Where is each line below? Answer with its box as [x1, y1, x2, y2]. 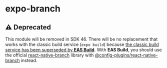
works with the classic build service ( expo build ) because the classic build [5, 41, 159, 47]
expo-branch [5, 3, 61, 14]
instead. [20, 57, 37, 63]
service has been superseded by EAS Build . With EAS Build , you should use [5, 47, 162, 52]
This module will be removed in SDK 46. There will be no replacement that [5, 36, 158, 42]
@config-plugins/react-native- [94, 52, 158, 58]
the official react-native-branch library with [5, 52, 94, 58]
